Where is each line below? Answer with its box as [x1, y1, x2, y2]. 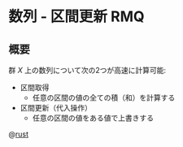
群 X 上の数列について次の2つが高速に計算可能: [8, 66, 167, 75]
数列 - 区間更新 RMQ [8, 7, 145, 26]
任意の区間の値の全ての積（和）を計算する [32, 93, 176, 102]
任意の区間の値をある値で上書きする [32, 113, 155, 123]
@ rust [8, 129, 29, 139]
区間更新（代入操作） [20, 103, 92, 112]
